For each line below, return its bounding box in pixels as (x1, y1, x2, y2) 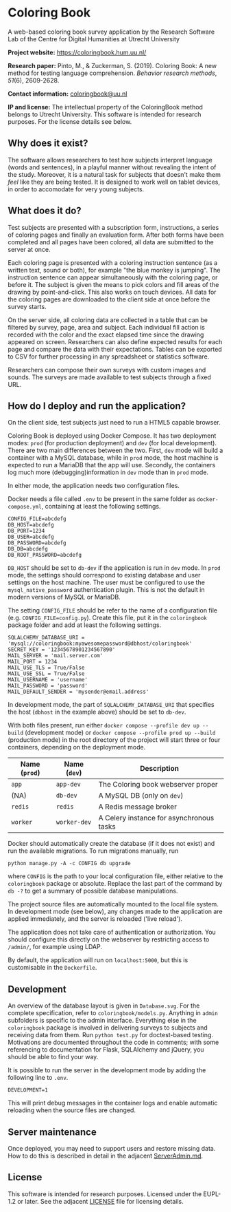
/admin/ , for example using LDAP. (8, 943, 102, 951)
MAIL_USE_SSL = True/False (8, 670, 85, 677)
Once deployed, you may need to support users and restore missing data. (8, 1145, 216, 1152)
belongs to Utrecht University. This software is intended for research (8, 110, 202, 118)
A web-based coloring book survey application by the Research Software (8, 28, 215, 36)
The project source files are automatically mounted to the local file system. (8, 900, 219, 908)
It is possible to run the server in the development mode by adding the (8, 1066, 206, 1074)
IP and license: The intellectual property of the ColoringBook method (8, 103, 203, 111)
